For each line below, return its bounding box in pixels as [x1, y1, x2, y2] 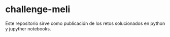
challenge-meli [5, 4, 71, 15]
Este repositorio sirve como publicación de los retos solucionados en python [5, 20, 165, 26]
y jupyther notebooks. [5, 25, 51, 31]
